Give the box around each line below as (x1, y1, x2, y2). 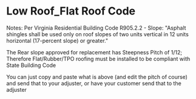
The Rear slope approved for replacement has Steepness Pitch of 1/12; (6, 48, 183, 56)
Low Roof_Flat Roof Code (6, 4, 136, 18)
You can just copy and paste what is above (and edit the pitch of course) (6, 73, 188, 80)
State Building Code (6, 62, 56, 69)
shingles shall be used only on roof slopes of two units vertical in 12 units (6, 30, 189, 37)
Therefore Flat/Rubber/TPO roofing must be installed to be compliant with (6, 55, 191, 62)
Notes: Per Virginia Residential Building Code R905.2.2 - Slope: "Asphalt (6, 24, 186, 31)
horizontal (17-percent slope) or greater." (6, 37, 108, 44)
